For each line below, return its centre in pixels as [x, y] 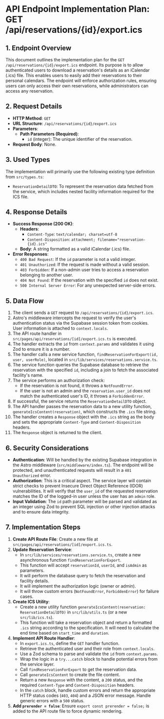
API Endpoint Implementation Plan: [78, 9]
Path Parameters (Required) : [49, 134]
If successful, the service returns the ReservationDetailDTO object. [80, 401]
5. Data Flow [25, 301]
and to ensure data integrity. [41, 512]
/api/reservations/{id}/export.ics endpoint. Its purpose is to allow [74, 65]
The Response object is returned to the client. [57, 433]
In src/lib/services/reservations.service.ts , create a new [80, 555]
